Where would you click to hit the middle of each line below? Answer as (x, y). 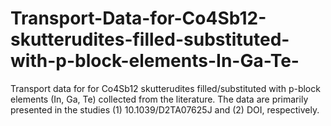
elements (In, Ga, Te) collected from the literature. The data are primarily (159, 99)
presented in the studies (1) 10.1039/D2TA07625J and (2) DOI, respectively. (165, 109)
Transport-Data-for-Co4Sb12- (138, 18)
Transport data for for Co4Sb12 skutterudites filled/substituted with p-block (165, 88)
